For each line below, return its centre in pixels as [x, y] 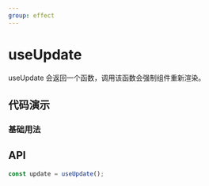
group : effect [32, 15]
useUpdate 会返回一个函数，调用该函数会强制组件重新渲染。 [107, 78]
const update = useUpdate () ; [56, 174]
